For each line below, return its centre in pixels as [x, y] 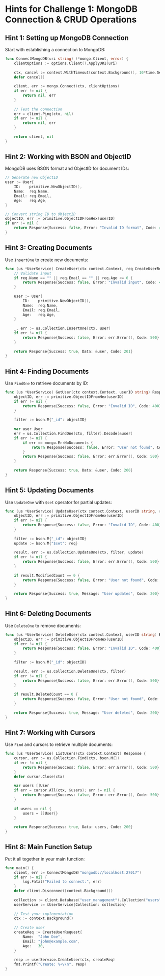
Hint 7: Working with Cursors [50, 732]
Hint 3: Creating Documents [49, 248]
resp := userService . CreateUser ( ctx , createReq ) [65, 960]
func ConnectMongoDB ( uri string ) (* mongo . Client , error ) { [67, 59]
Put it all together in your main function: [45, 859]
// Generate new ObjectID [31, 178]
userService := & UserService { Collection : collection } [70, 904]
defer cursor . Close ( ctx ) [39, 777]
